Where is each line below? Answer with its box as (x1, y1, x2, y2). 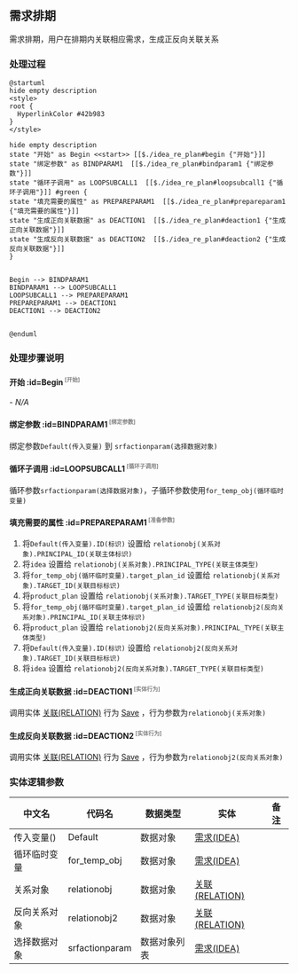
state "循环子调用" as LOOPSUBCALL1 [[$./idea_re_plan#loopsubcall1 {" (9, 178, 277, 188)
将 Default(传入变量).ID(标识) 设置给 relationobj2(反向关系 (21, 642, 231, 654)
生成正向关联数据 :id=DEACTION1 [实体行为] (9, 686, 161, 696)
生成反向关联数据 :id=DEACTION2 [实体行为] (9, 729, 162, 741)
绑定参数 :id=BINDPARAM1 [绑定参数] (9, 418, 136, 430)
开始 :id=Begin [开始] (9, 375, 81, 388)
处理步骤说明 (9, 352, 65, 365)
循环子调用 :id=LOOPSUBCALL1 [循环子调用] (9, 462, 159, 474)
